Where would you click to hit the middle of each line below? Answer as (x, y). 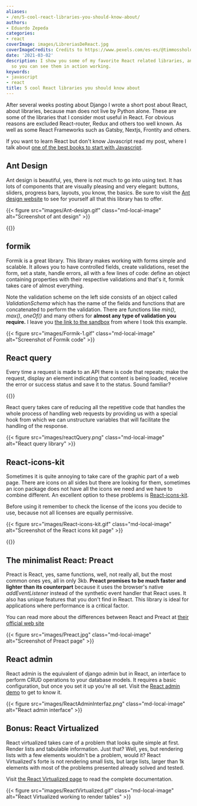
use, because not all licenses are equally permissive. (70, 513)
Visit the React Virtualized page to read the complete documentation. (89, 779)
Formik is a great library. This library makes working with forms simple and (96, 260)
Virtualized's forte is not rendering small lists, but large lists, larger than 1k (95, 761)
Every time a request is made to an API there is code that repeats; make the (97, 372)
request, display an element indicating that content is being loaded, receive (97, 378)
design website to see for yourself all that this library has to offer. (84, 199)
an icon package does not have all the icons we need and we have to (89, 489)
